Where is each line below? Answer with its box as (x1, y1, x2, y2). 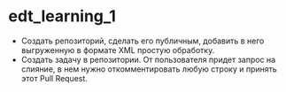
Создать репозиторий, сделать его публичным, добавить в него (20, 35, 265, 46)
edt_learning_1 (8, 6, 117, 27)
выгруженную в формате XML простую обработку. (20, 44, 215, 55)
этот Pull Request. (20, 73, 88, 83)
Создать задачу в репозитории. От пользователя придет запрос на (20, 54, 276, 65)
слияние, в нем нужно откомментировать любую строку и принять (20, 64, 278, 74)
